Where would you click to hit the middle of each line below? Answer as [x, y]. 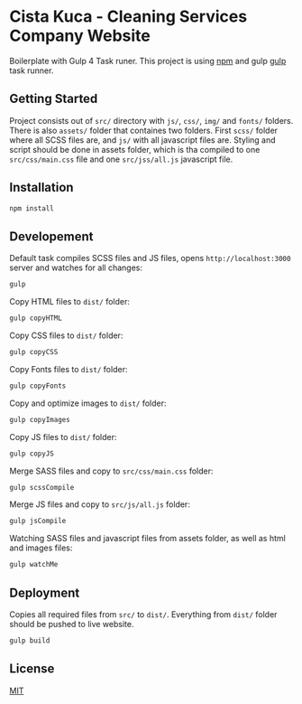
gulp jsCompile [38, 521]
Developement [51, 236]
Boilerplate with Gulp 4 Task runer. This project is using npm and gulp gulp [148, 61]
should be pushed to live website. [72, 624]
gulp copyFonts [38, 386]
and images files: [41, 548]
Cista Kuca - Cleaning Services [128, 17]
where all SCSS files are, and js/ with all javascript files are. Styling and [143, 140]
